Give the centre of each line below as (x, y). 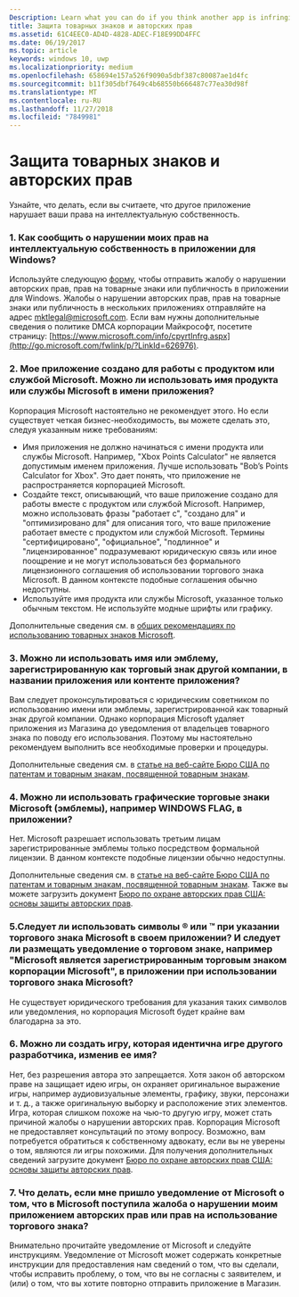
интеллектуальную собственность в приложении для (133, 248)
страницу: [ (31, 337)
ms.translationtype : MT (53, 92)
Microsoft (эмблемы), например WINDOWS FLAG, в (126, 808)
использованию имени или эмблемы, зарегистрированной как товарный (149, 709)
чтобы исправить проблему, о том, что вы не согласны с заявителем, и (145, 1274)
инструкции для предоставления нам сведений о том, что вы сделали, (144, 1265)
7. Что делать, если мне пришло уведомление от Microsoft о (147, 1193)
